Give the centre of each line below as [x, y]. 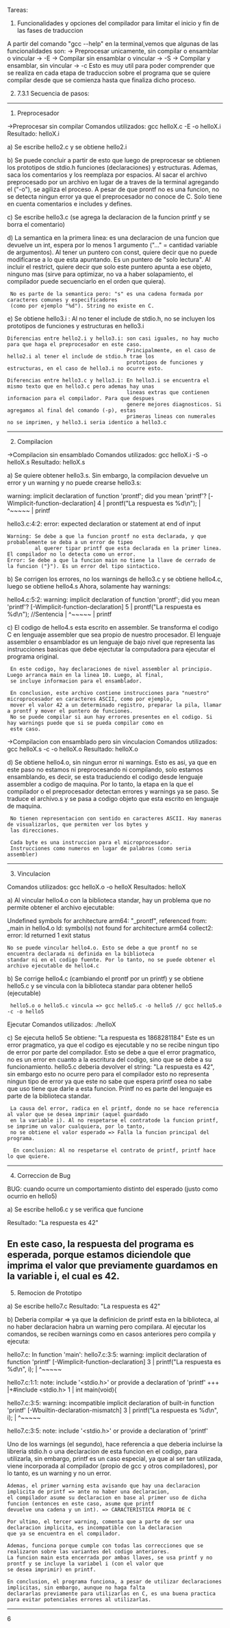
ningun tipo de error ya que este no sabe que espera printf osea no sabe [110, 1081]
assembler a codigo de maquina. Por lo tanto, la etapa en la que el [100, 784]
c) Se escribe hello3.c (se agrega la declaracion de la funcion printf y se [108, 217]
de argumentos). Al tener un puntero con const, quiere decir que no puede [112, 252]
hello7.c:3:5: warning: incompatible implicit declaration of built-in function [111, 1403]
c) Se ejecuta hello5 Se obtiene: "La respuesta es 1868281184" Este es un [111, 1038]
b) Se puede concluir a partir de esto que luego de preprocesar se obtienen [114, 160]
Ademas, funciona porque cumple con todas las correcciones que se [105, 1545]
